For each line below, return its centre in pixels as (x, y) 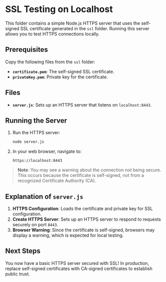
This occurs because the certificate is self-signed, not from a (81, 175)
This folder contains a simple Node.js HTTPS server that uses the (73, 23)
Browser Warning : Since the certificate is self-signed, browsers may (84, 230)
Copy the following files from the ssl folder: (50, 62)
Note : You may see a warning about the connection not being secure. (89, 170)
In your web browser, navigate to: (47, 151)
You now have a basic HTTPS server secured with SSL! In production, (77, 263)
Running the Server (36, 120)
